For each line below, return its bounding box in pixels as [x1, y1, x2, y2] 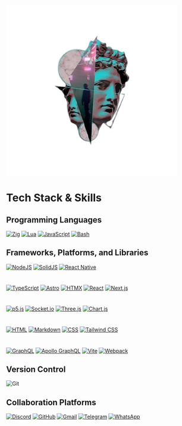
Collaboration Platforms [6, 397, 96, 408]
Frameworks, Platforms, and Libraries [6, 248, 149, 258]
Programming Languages [6, 215, 102, 225]
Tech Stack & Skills [6, 191, 102, 205]
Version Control [6, 364, 66, 374]
